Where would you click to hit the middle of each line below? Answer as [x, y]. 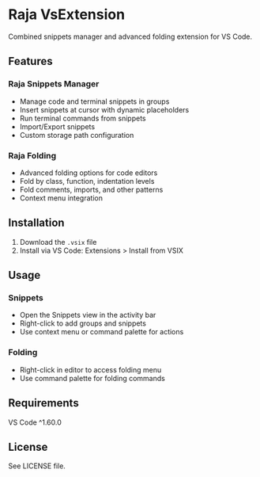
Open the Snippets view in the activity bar [88, 315]
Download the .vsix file [58, 242]
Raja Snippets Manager [54, 84]
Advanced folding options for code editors [89, 173]
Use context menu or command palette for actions [102, 332]
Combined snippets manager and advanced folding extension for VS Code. [130, 36]
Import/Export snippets [57, 126]
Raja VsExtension [66, 15]
